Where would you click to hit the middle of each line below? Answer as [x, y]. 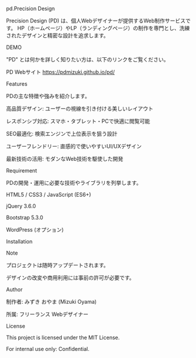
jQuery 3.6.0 [21, 206]
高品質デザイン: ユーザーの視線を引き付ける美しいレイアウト [80, 108]
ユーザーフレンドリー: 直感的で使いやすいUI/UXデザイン [74, 146]
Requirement [21, 170]
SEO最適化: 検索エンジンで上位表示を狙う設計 [62, 134]
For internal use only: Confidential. [48, 349]
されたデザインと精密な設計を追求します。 [57, 35]
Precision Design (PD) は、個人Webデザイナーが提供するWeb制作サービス [96, 21]
